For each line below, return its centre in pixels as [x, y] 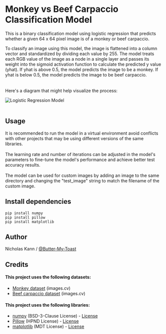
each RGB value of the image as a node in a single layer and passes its [77, 59]
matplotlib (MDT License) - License [48, 327]
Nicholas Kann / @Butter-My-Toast [41, 249]
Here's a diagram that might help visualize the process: [61, 90]
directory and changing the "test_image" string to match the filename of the [82, 180]
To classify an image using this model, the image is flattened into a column [81, 48]
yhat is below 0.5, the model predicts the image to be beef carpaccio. [76, 75]
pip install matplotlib [30, 222]
